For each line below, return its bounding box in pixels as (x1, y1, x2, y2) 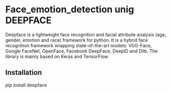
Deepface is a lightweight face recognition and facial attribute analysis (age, (5, 31, 166, 38)
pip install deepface (5, 82, 47, 88)
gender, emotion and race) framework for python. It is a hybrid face (5, 37, 148, 43)
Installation (5, 68, 42, 77)
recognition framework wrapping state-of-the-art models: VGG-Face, (5, 42, 153, 48)
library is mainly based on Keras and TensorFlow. (5, 53, 109, 60)
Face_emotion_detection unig (5, 4, 135, 15)
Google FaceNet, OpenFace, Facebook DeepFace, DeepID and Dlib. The (5, 48, 158, 54)
